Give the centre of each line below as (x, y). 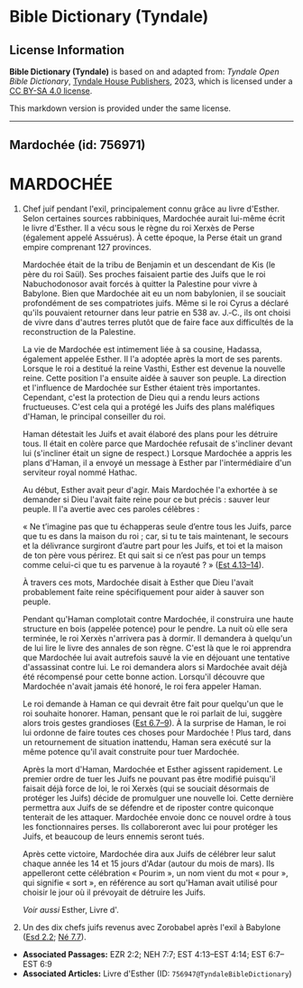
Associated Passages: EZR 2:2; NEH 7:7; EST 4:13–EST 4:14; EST (144, 955)
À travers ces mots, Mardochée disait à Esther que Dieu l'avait (138, 583)
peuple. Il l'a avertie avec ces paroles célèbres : (111, 509)
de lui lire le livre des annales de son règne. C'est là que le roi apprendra (156, 648)
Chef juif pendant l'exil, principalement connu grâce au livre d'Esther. (151, 209)
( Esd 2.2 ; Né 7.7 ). (55, 937)
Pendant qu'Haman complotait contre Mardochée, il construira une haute (158, 620)
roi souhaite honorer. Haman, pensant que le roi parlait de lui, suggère (152, 713)
